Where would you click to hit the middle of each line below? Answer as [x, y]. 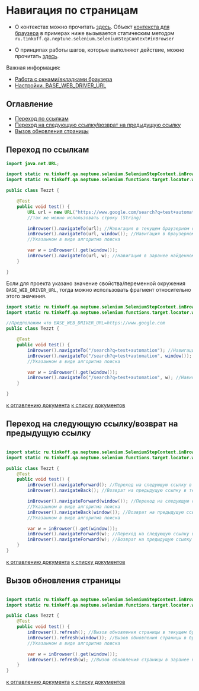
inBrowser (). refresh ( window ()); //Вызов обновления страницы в [107, 638]
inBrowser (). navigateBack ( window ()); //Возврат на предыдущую [106, 512]
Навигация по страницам [72, 10]
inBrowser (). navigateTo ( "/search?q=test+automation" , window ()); [110, 356]
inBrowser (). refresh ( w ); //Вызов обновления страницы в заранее [108, 660]
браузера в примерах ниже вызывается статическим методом [94, 33]
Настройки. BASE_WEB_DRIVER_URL [60, 85]
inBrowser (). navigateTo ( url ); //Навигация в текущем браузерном [108, 228]
